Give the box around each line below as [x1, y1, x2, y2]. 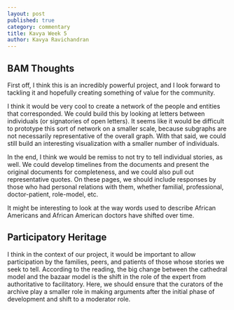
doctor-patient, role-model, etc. [7, 190, 99, 198]
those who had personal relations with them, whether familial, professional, [7, 182, 224, 191]
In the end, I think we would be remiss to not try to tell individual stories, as [7, 152, 223, 161]
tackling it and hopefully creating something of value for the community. [7, 88, 216, 97]
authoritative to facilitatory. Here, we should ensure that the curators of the [7, 280, 223, 288]
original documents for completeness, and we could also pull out [7, 168, 194, 176]
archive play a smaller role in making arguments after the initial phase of [7, 287, 215, 295]
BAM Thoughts [7, 62, 75, 74]
